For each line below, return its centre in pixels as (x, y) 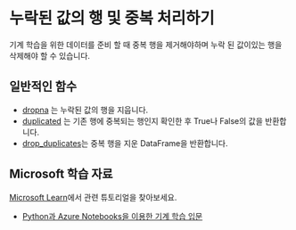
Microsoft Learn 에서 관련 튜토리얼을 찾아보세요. (93, 197)
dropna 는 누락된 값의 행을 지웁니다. (85, 110)
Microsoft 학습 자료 (61, 174)
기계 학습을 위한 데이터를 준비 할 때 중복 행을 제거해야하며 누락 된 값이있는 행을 (146, 45)
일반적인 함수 (43, 87)
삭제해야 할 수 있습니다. (50, 55)
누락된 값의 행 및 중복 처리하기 (112, 18)
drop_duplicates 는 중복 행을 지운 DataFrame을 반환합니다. (125, 143)
